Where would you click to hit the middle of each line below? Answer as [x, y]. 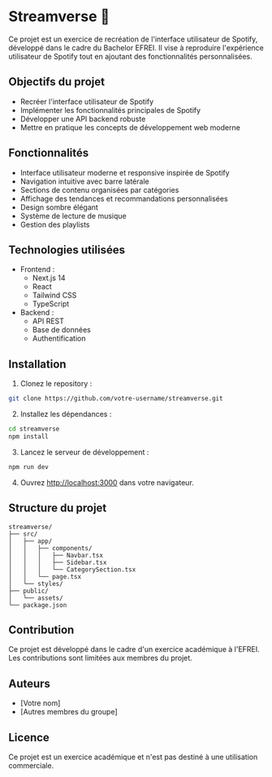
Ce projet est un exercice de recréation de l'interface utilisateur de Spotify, [133, 39]
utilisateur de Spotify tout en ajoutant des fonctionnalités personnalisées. [131, 56]
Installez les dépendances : [66, 415]
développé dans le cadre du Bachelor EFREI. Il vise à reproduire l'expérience [136, 47]
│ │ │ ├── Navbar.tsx [56, 555]
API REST [48, 321]
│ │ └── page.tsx [45, 576]
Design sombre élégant [59, 207]
